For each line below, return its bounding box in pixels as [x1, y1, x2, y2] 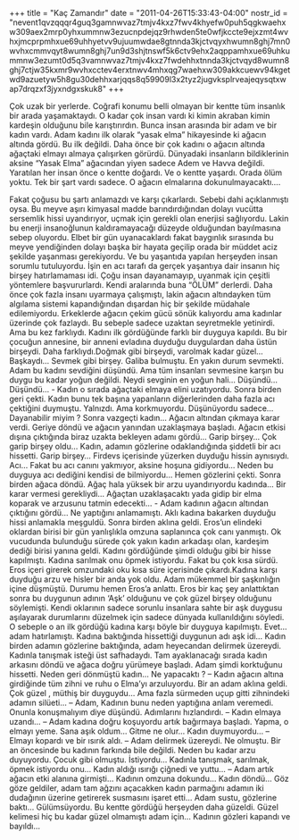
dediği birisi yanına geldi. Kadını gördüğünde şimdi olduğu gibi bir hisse [9, 545, 272, 556]
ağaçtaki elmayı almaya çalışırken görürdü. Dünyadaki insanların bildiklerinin [9, 148, 289, 159]
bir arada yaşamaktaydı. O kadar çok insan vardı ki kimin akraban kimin [9, 111, 270, 121]
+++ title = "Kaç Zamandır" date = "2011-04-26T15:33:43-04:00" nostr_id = [9, 8, 288, 18]
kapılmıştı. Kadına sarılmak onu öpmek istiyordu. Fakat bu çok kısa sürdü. [9, 555, 278, 566]
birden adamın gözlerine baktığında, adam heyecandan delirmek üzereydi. [9, 641, 282, 651]
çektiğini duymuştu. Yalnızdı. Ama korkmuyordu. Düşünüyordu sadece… [9, 403, 274, 414]
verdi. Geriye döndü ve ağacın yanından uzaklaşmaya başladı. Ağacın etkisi [9, 422, 286, 433]
